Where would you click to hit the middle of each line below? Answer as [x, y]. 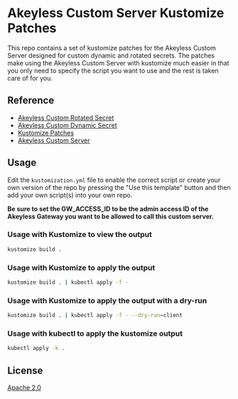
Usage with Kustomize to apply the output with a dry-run [107, 300]
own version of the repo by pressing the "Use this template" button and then [119, 187]
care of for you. [30, 78]
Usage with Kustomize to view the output [80, 235]
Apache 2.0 [24, 388]
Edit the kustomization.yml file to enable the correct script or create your [114, 180]
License [25, 370]
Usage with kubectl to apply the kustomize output [95, 334]
